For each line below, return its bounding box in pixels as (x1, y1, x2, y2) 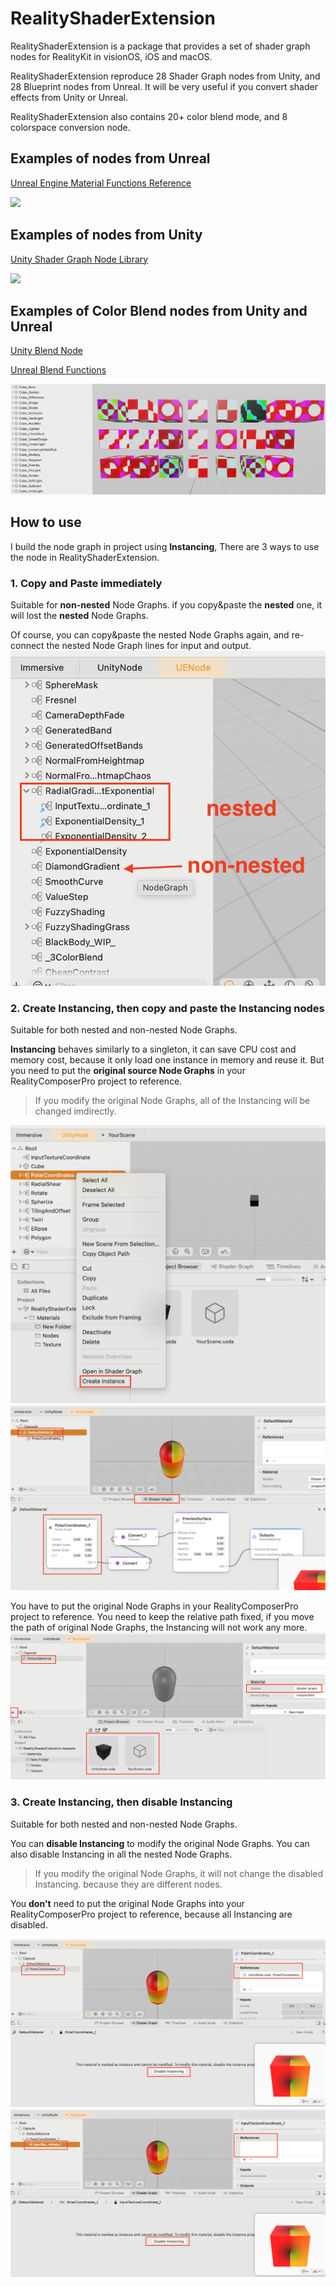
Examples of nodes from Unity (10, 227, 203, 244)
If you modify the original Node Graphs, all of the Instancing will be (34, 1094, 311, 1106)
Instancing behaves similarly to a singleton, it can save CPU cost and (10, 1043, 297, 1055)
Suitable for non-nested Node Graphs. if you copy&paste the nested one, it (10, 599, 323, 611)
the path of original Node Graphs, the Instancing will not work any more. (10, 1621, 308, 1633)
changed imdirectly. (34, 1105, 117, 1117)
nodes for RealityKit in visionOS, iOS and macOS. (10, 50, 213, 62)
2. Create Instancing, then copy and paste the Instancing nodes (10, 1001, 325, 1015)
